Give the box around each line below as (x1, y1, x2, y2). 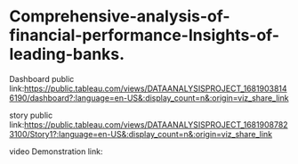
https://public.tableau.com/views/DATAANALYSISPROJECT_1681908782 (23, 119, 288, 130)
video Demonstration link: (9, 145, 103, 157)
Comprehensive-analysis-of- (9, 6, 230, 27)
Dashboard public (9, 73, 75, 84)
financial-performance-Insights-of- (9, 25, 280, 45)
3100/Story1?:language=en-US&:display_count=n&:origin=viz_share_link (9, 128, 273, 139)
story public (9, 110, 53, 120)
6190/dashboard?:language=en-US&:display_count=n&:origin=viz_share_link (9, 92, 289, 103)
